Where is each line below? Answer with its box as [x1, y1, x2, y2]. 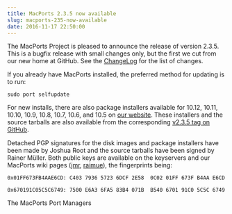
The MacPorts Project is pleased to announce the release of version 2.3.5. [7, 42, 219, 51]
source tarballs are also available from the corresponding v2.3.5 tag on [7, 118, 210, 126]
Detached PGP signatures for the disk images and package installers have [7, 139, 219, 147]
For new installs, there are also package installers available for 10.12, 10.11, [7, 104, 218, 112]
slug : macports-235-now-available [7, 17, 108, 24]
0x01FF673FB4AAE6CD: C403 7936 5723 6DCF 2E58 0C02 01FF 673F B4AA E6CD [7, 174, 226, 181]
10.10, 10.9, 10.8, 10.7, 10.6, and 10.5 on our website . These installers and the [7, 110, 224, 119]
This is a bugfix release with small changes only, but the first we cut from [7, 49, 217, 58]
